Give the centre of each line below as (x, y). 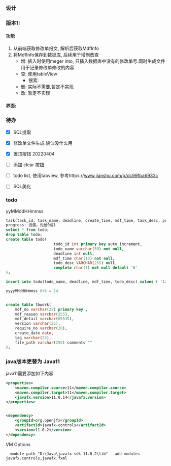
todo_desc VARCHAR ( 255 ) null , (85, 263)
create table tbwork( (29, 304)
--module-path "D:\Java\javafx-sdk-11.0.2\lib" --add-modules (73, 454)
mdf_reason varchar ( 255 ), (42, 314)
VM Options (18, 444)
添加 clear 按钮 (29, 165)
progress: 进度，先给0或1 (31, 225)
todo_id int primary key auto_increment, (98, 244)
